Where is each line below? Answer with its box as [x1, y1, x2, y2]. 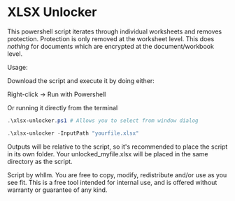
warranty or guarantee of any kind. [7, 186, 108, 194]
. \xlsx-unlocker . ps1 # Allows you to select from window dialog [7, 117, 199, 124]
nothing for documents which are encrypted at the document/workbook [7, 42, 215, 50]
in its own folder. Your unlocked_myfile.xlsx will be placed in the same [7, 149, 208, 158]
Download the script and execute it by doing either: [7, 76, 155, 84]
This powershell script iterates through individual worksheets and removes [7, 27, 222, 36]
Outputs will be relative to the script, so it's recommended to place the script [7, 142, 228, 151]
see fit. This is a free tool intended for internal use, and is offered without [7, 178, 218, 186]
